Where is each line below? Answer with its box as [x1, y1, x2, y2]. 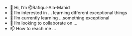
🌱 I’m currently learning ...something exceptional [9, 15, 110, 20]
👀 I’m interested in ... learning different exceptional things [9, 10, 128, 16]
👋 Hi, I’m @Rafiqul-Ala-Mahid [9, 5, 70, 10]
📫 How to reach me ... [9, 26, 56, 31]
